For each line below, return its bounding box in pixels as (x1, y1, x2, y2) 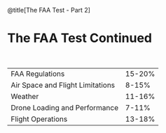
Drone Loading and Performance (11, 102, 119, 112)
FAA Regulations (11, 69, 65, 79)
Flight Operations (11, 114, 68, 124)
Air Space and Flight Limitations (11, 80, 116, 90)
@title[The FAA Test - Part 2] (7, 6, 91, 14)
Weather (11, 91, 39, 101)
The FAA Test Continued (7, 31, 153, 46)
